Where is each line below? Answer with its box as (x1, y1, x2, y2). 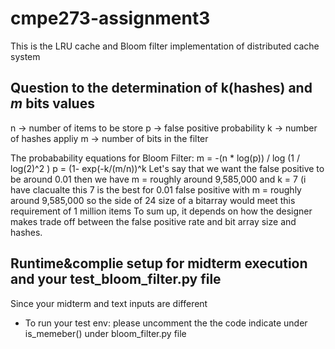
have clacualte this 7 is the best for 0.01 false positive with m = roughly (10, 183, 302, 196)
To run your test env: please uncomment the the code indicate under (24, 317, 308, 329)
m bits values (10, 95, 95, 112)
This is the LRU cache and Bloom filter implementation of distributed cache (10, 40, 320, 52)
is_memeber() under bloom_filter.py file (24, 327, 187, 339)
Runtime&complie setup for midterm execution (10, 255, 308, 272)
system (10, 50, 41, 62)
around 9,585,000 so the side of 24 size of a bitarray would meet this (10, 194, 296, 206)
